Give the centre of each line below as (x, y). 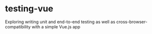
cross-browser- (132, 22)
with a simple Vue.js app (56, 26)
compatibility (18, 26)
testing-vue (29, 9)
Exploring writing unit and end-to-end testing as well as (60, 22)
